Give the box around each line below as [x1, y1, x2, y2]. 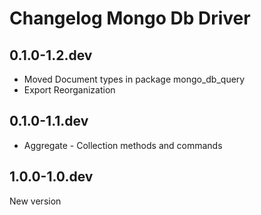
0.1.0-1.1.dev [9, 113, 89, 130]
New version [9, 195, 62, 207]
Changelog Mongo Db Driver [9, 7, 251, 30]
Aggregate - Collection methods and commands [23, 139, 223, 151]
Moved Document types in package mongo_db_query [23, 73, 246, 85]
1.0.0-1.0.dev [9, 168, 94, 186]
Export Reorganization [23, 84, 116, 96]
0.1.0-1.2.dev [9, 47, 93, 64]
